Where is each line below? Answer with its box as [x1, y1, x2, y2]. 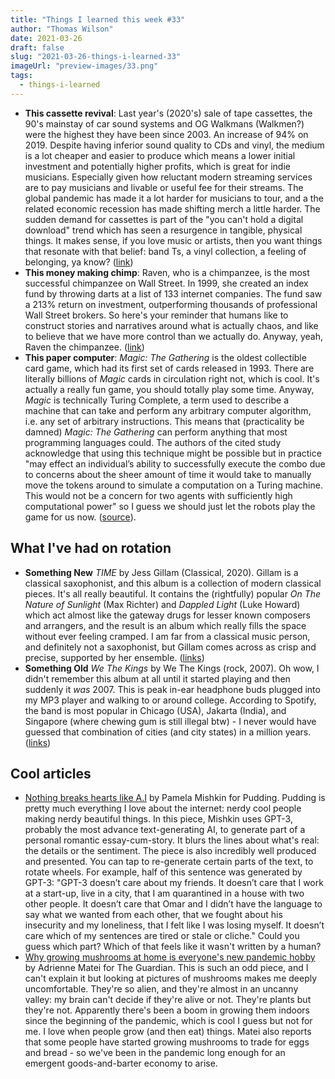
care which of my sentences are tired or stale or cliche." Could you [24, 930, 300, 942]
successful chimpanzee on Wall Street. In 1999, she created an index [24, 277, 309, 289]
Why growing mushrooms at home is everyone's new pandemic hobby [24, 951, 316, 963]
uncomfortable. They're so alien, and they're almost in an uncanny [24, 983, 299, 995]
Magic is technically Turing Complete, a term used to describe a [24, 394, 290, 406]
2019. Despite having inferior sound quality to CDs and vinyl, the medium [24, 139, 325, 151]
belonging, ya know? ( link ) [24, 256, 134, 268]
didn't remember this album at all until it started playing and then [24, 672, 291, 685]
